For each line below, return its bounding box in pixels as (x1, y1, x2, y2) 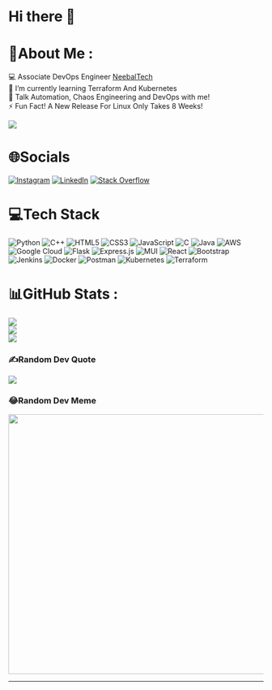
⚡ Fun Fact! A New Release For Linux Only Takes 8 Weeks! (8, 101, 203, 111)
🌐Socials (8, 148, 70, 166)
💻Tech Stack (8, 205, 100, 224)
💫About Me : (8, 45, 94, 63)
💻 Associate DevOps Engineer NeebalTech (8, 72, 154, 82)
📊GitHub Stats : (8, 285, 119, 304)
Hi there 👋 (8, 7, 75, 26)
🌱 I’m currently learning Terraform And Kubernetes (8, 84, 177, 93)
